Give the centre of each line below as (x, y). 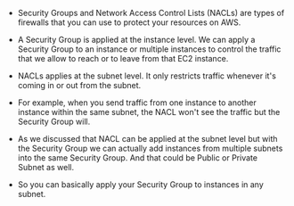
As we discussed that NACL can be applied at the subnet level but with (147, 139)
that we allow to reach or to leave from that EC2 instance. (123, 58)
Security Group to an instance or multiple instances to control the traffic (149, 49)
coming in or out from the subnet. (79, 85)
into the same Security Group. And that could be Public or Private (138, 158)
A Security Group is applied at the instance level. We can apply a (136, 40)
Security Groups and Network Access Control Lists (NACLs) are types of (151, 13)
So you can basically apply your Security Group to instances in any (141, 185)
